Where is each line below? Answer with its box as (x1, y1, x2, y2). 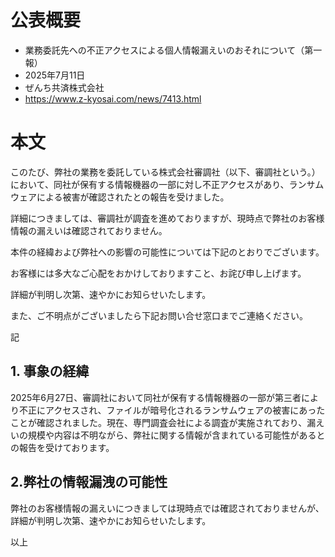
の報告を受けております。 (10, 441, 115, 453)
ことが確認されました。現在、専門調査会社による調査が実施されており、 (10, 416, 308, 428)
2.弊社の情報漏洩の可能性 (10, 474, 168, 491)
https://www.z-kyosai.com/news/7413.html (24, 92, 202, 105)
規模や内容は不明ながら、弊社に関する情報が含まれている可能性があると (27, 429, 326, 441)
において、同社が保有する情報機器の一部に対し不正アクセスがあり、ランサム (10, 178, 325, 190)
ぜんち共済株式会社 (24, 81, 105, 93)
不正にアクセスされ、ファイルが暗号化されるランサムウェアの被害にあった (18, 404, 326, 416)
